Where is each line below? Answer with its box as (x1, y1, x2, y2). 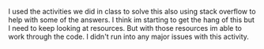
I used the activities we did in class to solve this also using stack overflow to (8, 7, 256, 16)
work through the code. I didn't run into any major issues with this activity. (8, 32, 249, 41)
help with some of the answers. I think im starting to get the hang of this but (8, 15, 255, 24)
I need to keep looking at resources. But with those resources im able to (8, 24, 243, 32)
